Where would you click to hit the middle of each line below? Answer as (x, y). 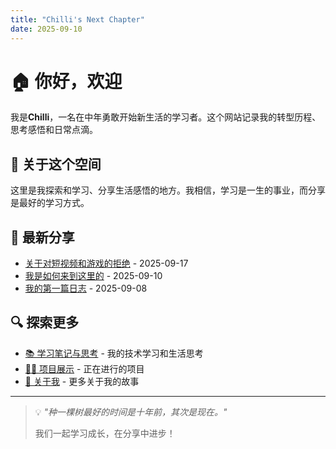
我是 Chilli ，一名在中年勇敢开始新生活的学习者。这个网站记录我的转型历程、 (166, 117)
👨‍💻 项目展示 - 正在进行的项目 (84, 368)
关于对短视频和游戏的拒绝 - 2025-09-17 (106, 263)
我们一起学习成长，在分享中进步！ (105, 433)
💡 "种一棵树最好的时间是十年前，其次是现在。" (131, 412)
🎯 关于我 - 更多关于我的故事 (82, 381)
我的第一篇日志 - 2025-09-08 (86, 288)
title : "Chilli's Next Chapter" (77, 19)
